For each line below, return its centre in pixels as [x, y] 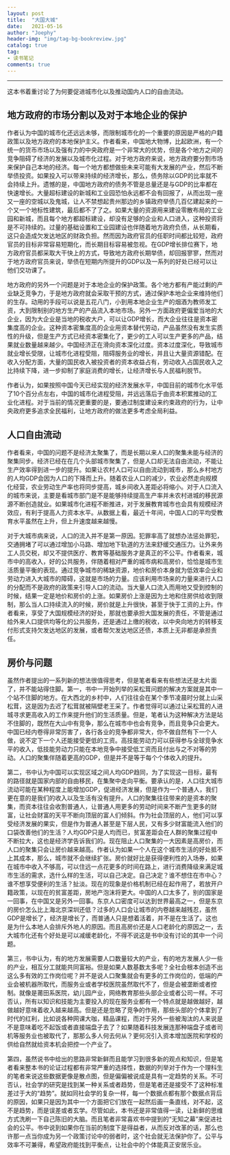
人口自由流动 [34, 434]
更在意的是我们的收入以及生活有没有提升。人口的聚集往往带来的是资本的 [109, 798]
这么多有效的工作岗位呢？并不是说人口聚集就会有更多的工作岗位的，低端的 [112, 976]
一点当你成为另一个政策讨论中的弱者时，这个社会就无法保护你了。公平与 [121, 1136]
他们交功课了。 [28, 270]
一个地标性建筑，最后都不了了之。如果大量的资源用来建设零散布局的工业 [121, 210]
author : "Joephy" [32, 33]
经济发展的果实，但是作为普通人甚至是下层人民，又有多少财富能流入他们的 [118, 824]
